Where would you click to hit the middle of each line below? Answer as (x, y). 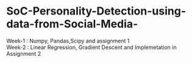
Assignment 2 (24, 53)
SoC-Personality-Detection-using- (96, 11)
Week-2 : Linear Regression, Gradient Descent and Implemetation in (91, 47)
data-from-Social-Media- (72, 24)
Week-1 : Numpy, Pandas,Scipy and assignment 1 (68, 41)
